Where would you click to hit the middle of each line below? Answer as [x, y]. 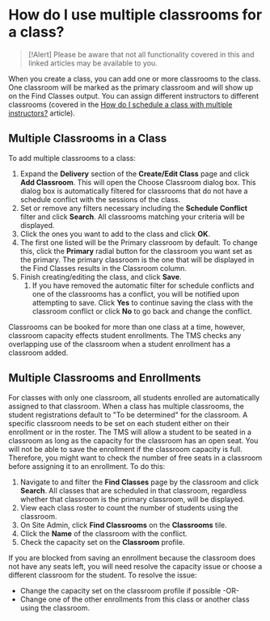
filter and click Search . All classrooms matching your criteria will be [132, 217]
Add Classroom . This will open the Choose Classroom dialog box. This [138, 182]
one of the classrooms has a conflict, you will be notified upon [136, 294]
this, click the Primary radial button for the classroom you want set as [136, 251]
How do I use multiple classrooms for [135, 15]
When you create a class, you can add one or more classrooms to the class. [135, 78]
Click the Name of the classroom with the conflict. [103, 533]
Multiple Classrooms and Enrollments [105, 378]
